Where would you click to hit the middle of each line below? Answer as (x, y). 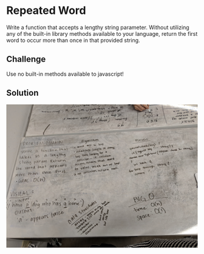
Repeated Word (46, 11)
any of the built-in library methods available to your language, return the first (102, 33)
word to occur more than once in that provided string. (73, 40)
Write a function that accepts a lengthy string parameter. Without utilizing (98, 27)
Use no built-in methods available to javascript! (65, 74)
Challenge (26, 59)
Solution (22, 93)
